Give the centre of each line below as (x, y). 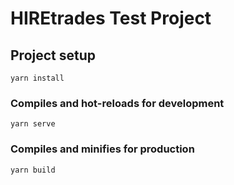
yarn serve (33, 124)
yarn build (33, 170)
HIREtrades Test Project (111, 18)
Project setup (53, 55)
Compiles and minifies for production (102, 149)
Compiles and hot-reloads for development (117, 103)
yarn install (37, 78)
